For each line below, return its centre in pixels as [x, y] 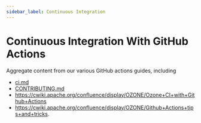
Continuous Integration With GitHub [97, 41]
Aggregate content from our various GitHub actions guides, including [91, 70]
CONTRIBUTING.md [39, 88]
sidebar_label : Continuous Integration [56, 12]
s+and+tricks [31, 113]
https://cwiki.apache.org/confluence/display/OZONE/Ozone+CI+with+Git [105, 95]
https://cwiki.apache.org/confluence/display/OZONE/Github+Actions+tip [104, 107]
